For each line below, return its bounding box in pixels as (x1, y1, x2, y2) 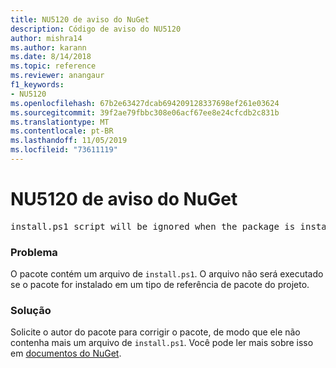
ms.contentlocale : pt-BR (10, 126, 114, 136)
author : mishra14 (10, 33, 83, 43)
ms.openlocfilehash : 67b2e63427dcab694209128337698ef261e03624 (10, 98, 280, 108)
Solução (10, 304, 52, 318)
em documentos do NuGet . (10, 347, 122, 360)
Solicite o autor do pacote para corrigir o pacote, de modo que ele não (10, 326, 301, 338)
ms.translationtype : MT (10, 117, 110, 127)
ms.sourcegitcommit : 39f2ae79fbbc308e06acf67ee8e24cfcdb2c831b (10, 107, 280, 118)
